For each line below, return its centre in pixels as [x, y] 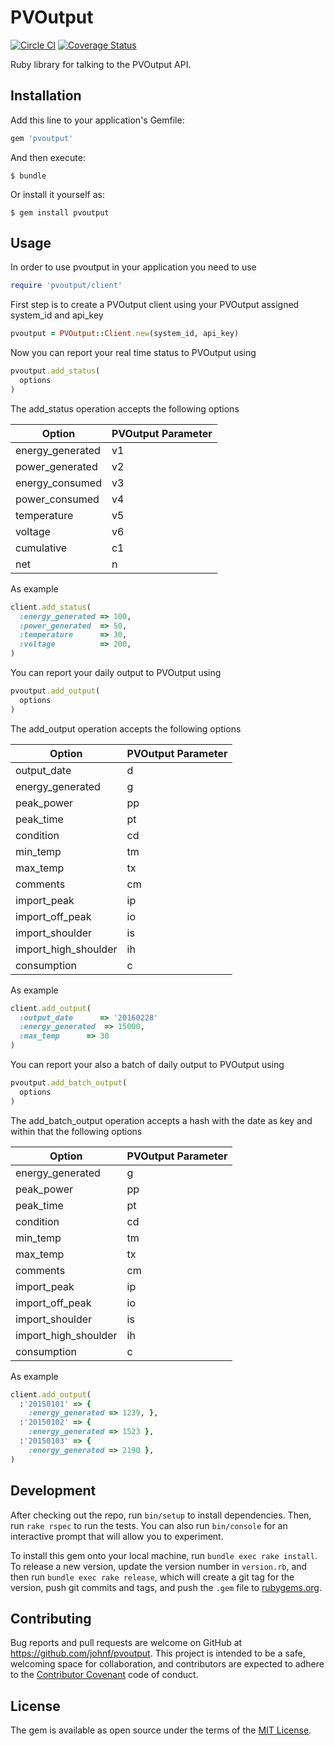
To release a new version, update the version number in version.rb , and [159, 1566]
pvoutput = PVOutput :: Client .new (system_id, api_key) [125, 334]
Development [53, 1491]
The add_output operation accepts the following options [126, 728]
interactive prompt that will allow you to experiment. [117, 1536]
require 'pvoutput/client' [66, 286]
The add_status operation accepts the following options [125, 408]
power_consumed [57, 499]
